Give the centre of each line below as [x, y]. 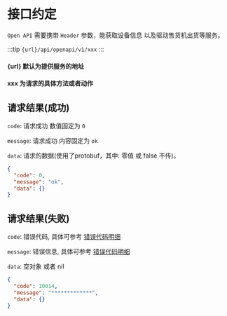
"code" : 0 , [29, 175]
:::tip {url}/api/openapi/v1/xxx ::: [56, 49]
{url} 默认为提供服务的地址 [46, 66]
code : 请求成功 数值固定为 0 [46, 125]
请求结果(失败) [39, 218]
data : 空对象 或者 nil [36, 266]
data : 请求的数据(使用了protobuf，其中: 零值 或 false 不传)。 [94, 156]
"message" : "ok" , [39, 182]
